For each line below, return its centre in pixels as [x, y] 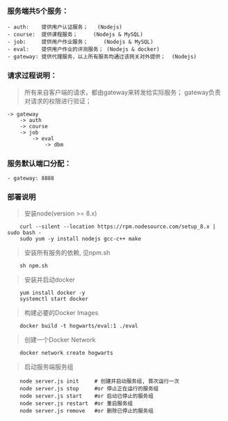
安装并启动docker [49, 280]
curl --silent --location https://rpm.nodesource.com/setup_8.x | [118, 227]
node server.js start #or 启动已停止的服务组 [87, 396]
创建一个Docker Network [60, 340]
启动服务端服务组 [49, 367]
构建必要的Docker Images [61, 313]
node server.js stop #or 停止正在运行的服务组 [89, 389]
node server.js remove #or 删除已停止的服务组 [87, 411]
